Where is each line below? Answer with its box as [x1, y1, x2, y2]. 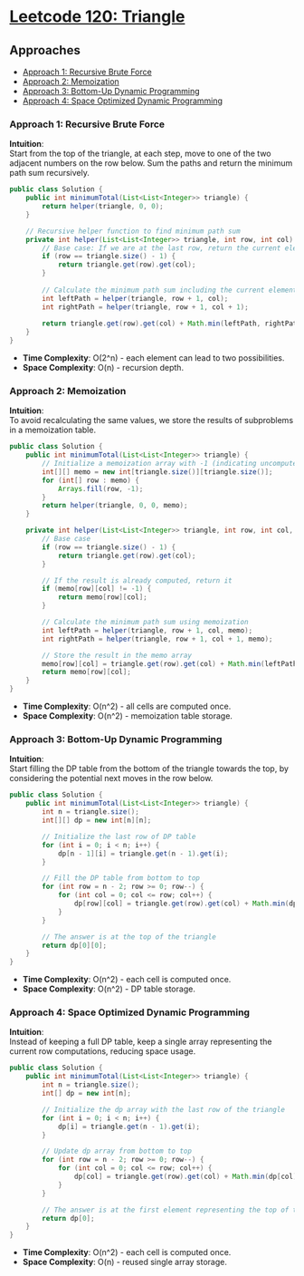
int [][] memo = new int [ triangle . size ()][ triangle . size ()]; [42, 467, 273, 477]
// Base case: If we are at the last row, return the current [42, 243, 281, 253]
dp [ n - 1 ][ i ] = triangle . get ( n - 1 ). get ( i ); [57, 849, 229, 858]
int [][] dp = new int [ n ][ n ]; [42, 816, 152, 826]
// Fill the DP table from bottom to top [42, 874, 201, 883]
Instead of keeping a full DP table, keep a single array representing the [9, 1036, 272, 1048]
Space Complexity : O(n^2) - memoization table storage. [22, 710, 233, 721]
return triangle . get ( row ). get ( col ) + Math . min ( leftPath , [42, 319, 261, 328]
